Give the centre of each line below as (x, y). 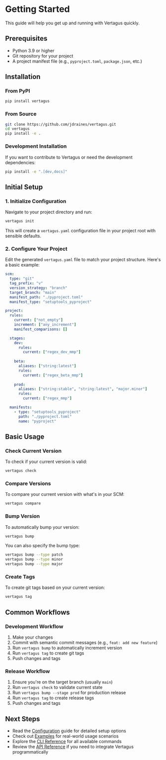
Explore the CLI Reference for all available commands (67, 742)
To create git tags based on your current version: (55, 587)
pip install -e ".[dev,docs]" (36, 172)
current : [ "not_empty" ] (39, 320)
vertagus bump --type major (34, 564)
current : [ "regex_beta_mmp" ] (53, 375)
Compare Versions (28, 483)
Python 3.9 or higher (33, 50)
